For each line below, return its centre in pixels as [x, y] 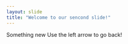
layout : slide [24, 12]
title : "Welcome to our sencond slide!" [59, 17]
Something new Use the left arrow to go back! [64, 34]
